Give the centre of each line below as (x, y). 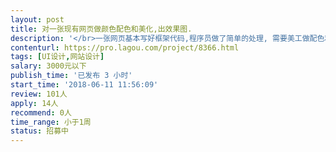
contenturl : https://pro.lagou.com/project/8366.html (125, 47)
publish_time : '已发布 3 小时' (71, 76)
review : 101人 (39, 94)
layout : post (37, 19)
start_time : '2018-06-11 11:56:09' (84, 85)
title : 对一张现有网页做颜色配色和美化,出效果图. (101, 29)
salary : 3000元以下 (48, 66)
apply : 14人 (34, 103)
